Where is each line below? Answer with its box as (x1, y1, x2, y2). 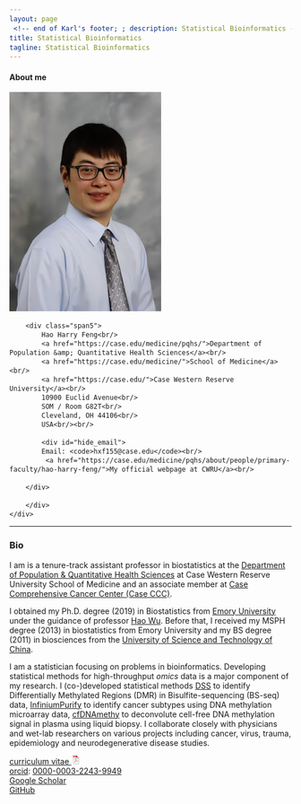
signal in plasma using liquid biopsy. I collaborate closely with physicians (9, 718, 278, 729)
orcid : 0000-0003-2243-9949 (9, 765, 123, 776)
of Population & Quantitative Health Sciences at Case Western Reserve (9, 569, 271, 580)
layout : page (9, 14, 58, 23)
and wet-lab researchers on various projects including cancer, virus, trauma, (9, 728, 291, 738)
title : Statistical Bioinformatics (9, 33, 142, 42)
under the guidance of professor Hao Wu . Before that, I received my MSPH (9, 615, 286, 625)
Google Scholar (9, 774, 67, 785)
